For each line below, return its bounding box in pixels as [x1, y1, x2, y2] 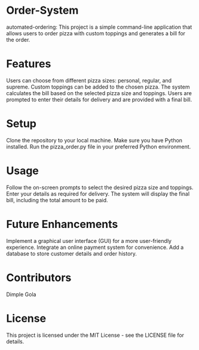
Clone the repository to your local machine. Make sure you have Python [6, 136, 183, 144]
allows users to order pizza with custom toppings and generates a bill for [6, 29, 186, 36]
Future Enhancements [6, 217, 118, 231]
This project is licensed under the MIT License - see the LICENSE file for [6, 331, 184, 339]
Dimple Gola [6, 291, 36, 298]
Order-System [6, 4, 79, 17]
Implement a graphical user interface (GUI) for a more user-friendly [6, 237, 172, 244]
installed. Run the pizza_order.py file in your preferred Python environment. [6, 143, 191, 150]
